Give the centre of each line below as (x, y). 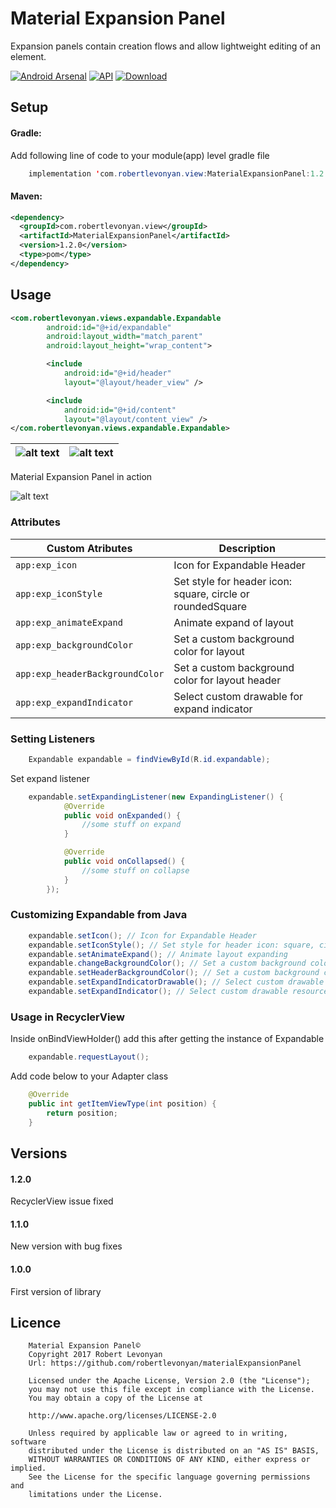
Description (247, 548)
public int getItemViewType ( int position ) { (122, 1103)
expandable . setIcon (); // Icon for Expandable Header (142, 935)
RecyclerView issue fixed (62, 1201)
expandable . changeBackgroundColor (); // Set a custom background (167, 963)
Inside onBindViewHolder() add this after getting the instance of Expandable (167, 1039)
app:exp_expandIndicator (74, 702)
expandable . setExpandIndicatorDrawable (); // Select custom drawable (176, 982)
